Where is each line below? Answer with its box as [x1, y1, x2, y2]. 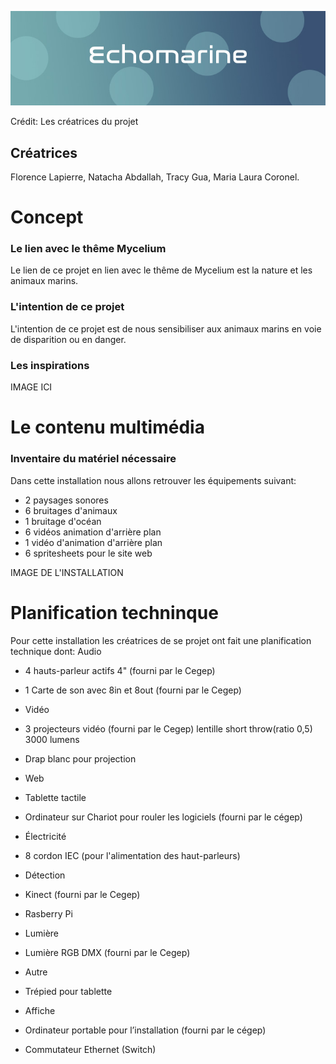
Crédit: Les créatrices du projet [10, 116, 139, 128]
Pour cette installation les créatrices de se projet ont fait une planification [10, 634, 312, 646]
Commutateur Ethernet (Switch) [24, 1043, 157, 1055]
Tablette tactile [24, 791, 87, 803]
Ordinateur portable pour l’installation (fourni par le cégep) [24, 1024, 267, 1036]
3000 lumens [24, 733, 80, 745]
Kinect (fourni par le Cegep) [24, 888, 141, 900]
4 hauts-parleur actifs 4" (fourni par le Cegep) [24, 664, 216, 676]
